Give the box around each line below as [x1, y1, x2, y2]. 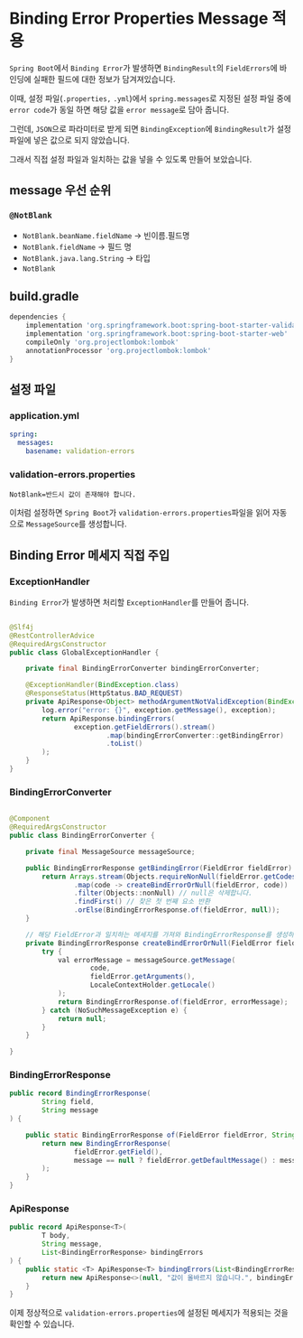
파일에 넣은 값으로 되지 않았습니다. [9, 135, 130, 145]
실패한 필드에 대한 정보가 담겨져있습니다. [32, 73, 176, 84]
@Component [9, 814, 50, 823]
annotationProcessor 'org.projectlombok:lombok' [25, 346, 212, 355]
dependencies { [9, 312, 67, 321]
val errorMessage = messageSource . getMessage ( [57, 955, 236, 964]
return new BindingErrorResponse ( [41, 1138, 171, 1148]
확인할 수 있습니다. [9, 1319, 75, 1330]
